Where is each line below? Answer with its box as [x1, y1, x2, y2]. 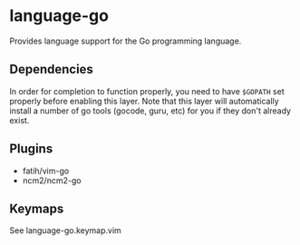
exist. [9, 114, 30, 125]
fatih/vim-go [22, 165, 70, 176]
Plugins [9, 142, 53, 157]
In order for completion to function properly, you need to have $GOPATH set [9, 85, 285, 96]
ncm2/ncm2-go [22, 174, 82, 186]
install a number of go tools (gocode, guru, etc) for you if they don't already [9, 105, 292, 116]
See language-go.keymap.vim [9, 225, 122, 236]
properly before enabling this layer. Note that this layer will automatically [9, 95, 279, 106]
